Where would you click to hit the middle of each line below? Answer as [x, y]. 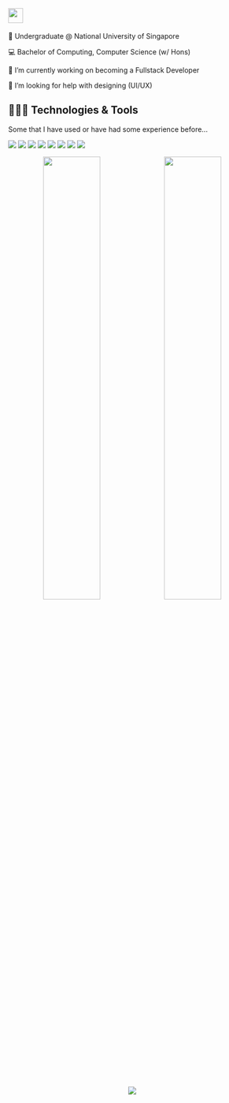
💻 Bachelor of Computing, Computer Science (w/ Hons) [100, 51]
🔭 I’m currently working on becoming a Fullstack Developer [104, 70]
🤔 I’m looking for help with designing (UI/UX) [80, 85]
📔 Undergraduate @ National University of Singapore [94, 36]
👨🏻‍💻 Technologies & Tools [74, 110]
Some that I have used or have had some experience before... [108, 129]
